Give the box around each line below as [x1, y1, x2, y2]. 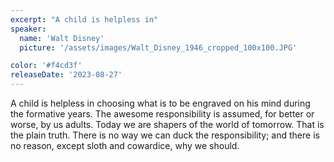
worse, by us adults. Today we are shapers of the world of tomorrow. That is [10, 119, 325, 130]
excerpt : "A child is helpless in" [10, 14, 159, 25]
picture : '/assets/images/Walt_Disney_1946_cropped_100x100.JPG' [19, 42, 298, 53]
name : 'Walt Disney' [19, 33, 105, 43]
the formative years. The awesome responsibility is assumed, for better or [10, 108, 315, 120]
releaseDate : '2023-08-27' [10, 70, 123, 80]
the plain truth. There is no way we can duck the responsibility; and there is [10, 129, 320, 141]
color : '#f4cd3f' [10, 61, 83, 71]
